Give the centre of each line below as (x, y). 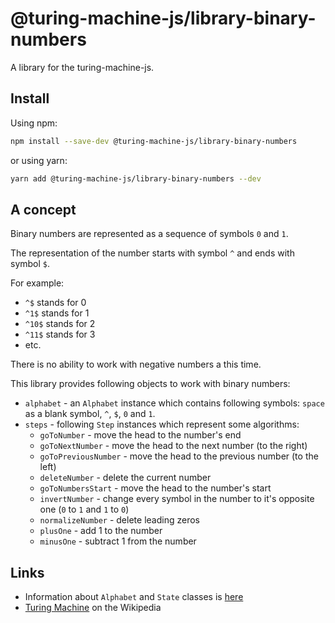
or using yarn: (39, 160)
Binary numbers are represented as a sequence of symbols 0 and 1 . (149, 234)
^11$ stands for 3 (60, 334)
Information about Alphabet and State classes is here (134, 597)
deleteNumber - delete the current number (125, 478)
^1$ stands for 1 (57, 313)
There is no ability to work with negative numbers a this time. (136, 364)
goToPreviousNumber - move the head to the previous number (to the (179, 456)
